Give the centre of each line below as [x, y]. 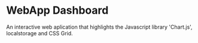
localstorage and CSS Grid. [39, 33]
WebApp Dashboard [57, 10]
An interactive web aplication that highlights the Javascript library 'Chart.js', [99, 27]
